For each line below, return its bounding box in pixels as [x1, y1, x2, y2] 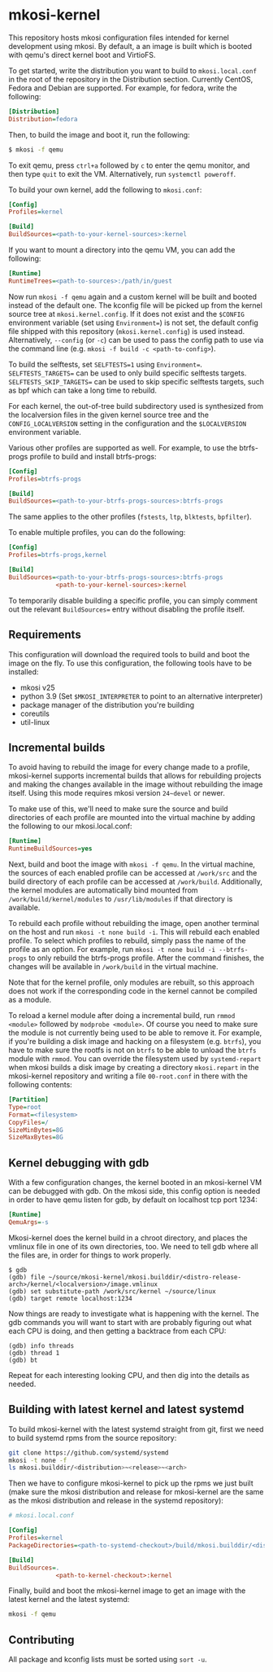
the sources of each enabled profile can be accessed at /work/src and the [8, 868, 258, 878]
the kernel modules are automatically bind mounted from [8, 885, 198, 895]
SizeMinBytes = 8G [8, 1126, 63, 1134]
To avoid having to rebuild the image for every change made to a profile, [8, 762, 250, 772]
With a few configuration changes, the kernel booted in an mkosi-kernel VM [8, 1178, 262, 1187]
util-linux [19, 717, 50, 726]
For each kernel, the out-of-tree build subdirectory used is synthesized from [8, 401, 264, 410]
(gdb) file [8, 1273, 45, 1281]
